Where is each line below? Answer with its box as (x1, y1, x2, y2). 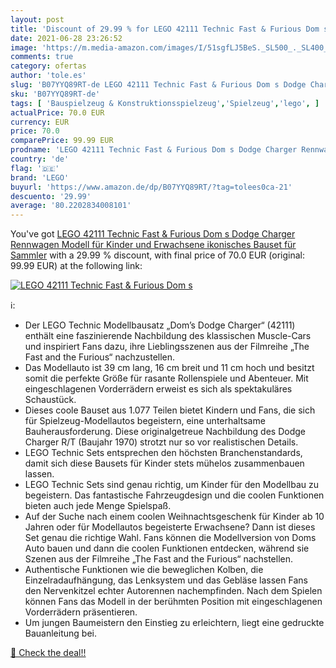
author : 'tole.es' (10, 71, 87, 81)
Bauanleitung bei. (24, 627, 97, 640)
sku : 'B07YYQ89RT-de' (10, 89, 101, 99)
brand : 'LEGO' (10, 172, 70, 183)
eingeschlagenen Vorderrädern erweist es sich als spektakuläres (24, 383, 293, 395)
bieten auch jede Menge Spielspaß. (24, 500, 172, 512)
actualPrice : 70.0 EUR (10, 107, 105, 118)
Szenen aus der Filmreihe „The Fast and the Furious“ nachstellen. (24, 553, 294, 565)
